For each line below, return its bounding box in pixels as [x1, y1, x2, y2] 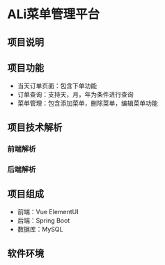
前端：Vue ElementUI [17, 208, 79, 216]
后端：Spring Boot [17, 216, 70, 225]
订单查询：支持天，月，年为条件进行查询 [17, 90, 134, 99]
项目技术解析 [7, 121, 63, 133]
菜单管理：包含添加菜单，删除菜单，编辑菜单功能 [17, 99, 158, 108]
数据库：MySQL [17, 225, 63, 234]
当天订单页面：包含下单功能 [17, 81, 97, 90]
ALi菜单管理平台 [7, 6, 100, 22]
